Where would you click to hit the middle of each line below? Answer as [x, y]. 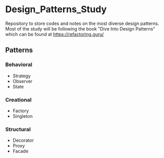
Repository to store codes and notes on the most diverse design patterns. [82, 23]
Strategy [22, 76]
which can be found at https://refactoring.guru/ [55, 34]
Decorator [23, 140]
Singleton [23, 116]
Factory [21, 111]
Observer [23, 81]
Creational [19, 100]
